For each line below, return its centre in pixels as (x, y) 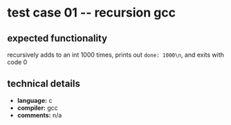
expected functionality (57, 38)
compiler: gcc (38, 108)
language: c (35, 100)
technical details (44, 84)
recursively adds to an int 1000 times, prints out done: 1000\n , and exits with (116, 55)
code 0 (17, 62)
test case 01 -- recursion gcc (92, 13)
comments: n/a (39, 115)
